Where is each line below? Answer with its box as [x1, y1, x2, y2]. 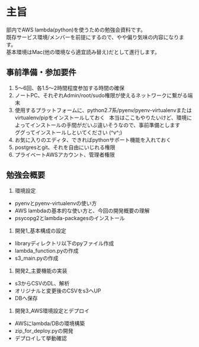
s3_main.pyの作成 [14, 254, 59, 262]
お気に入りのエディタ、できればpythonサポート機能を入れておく [14, 136, 172, 143]
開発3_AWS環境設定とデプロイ [14, 307, 90, 314]
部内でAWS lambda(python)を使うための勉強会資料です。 [6, 26, 146, 33]
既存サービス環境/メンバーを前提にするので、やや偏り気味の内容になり [6, 33, 179, 40]
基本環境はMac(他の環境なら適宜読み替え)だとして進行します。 [6, 48, 160, 55]
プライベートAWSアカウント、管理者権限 [14, 151, 115, 158]
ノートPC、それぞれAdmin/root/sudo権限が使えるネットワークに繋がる [14, 91, 188, 98]
